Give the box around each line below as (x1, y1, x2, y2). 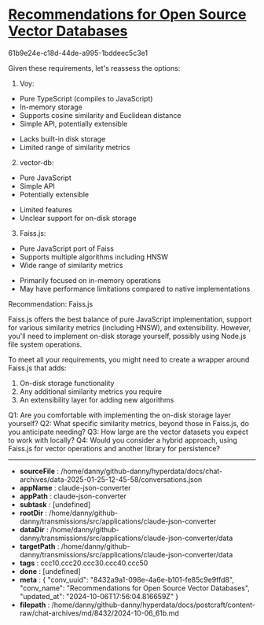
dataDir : (19, 524, 49, 534)
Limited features (19, 204, 73, 214)
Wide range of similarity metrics (19, 260, 123, 270)
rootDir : (19, 508, 48, 517)
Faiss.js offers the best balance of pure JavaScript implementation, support (8, 314, 252, 324)
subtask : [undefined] (19, 499, 91, 509)
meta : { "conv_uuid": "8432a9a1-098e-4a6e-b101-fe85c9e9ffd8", (19, 575, 234, 584)
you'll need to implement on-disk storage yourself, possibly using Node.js (8, 331, 247, 340)
